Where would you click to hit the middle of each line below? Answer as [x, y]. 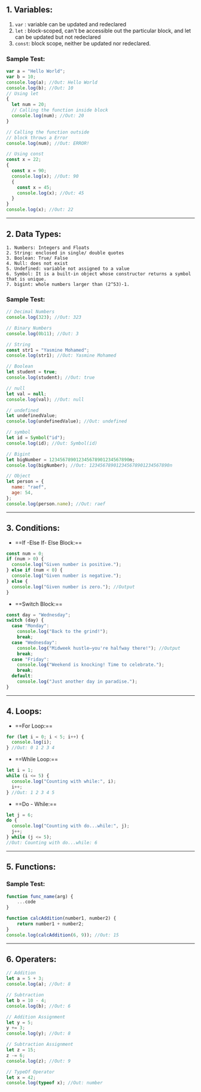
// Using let [22, 93]
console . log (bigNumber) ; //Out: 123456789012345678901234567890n [89, 465]
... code [26, 902]
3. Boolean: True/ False [37, 258]
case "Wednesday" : [35, 643]
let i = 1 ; [20, 770]
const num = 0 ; [25, 553]
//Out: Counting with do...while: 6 [52, 842]
